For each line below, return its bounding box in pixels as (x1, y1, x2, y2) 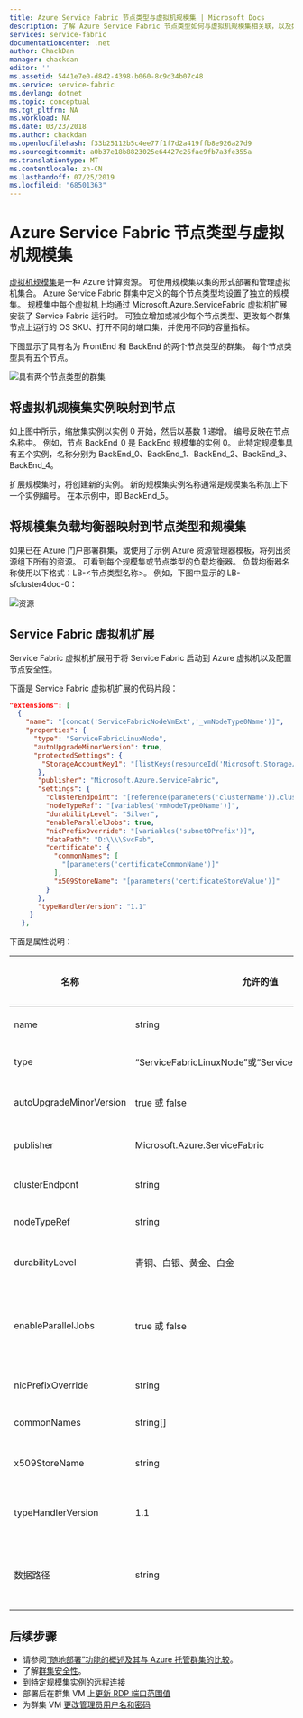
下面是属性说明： (9, 936, 73, 947)
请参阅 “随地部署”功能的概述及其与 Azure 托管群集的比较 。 (22, 1654, 238, 1665)
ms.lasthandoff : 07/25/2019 (9, 172, 115, 181)
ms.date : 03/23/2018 (9, 123, 87, 132)
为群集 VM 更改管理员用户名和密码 (22, 1699, 151, 1710)
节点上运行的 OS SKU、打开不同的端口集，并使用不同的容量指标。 (9, 322, 255, 333)
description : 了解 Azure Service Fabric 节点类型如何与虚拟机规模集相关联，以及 (9, 22, 292, 31)
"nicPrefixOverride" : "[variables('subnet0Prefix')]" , (45, 826, 256, 835)
